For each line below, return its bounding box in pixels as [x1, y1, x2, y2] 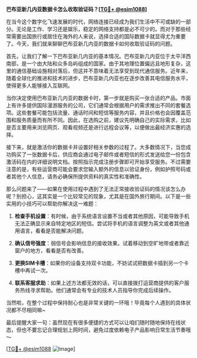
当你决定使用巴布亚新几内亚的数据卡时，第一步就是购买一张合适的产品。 [6, 94, 181, 102]
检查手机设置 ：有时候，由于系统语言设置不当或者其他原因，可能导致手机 [14, 212, 189, 219]
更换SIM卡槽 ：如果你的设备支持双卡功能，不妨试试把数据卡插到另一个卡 [14, 259, 189, 266]
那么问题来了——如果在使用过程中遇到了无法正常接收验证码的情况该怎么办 [6, 185, 186, 192]
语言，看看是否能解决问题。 [19, 227, 87, 234]
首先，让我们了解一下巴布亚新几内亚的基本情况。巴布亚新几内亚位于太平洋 [6, 53, 186, 59]
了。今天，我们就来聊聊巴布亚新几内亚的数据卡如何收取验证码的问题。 [6, 40, 176, 47]
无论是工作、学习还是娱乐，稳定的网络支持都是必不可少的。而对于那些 [16, 26, 186, 32]
